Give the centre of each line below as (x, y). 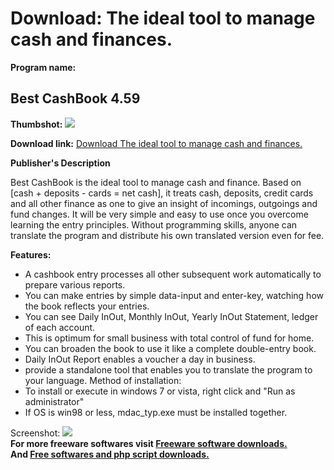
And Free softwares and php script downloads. (110, 454)
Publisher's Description (60, 163)
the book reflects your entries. (87, 306)
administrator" (54, 401)
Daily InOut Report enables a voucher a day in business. (140, 359)
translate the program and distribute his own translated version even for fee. (167, 235)
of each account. (60, 327)
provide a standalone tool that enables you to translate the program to (168, 369)
